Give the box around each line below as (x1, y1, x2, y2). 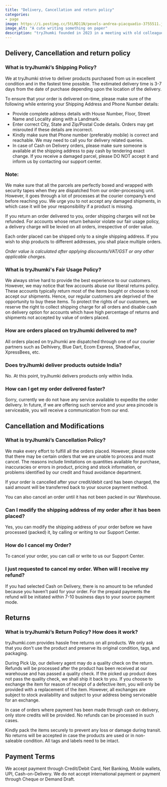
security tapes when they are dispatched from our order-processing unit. (5, 187, 155, 193)
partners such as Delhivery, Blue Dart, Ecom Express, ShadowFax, (5, 344, 141, 350)
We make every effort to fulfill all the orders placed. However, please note (5, 448, 156, 454)
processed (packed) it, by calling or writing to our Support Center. (5, 529, 140, 535)
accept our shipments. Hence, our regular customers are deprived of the (5, 293, 154, 300)
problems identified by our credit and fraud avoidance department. (5, 469, 142, 475)
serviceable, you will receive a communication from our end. (5, 407, 129, 413)
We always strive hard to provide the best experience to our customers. (5, 278, 152, 284)
